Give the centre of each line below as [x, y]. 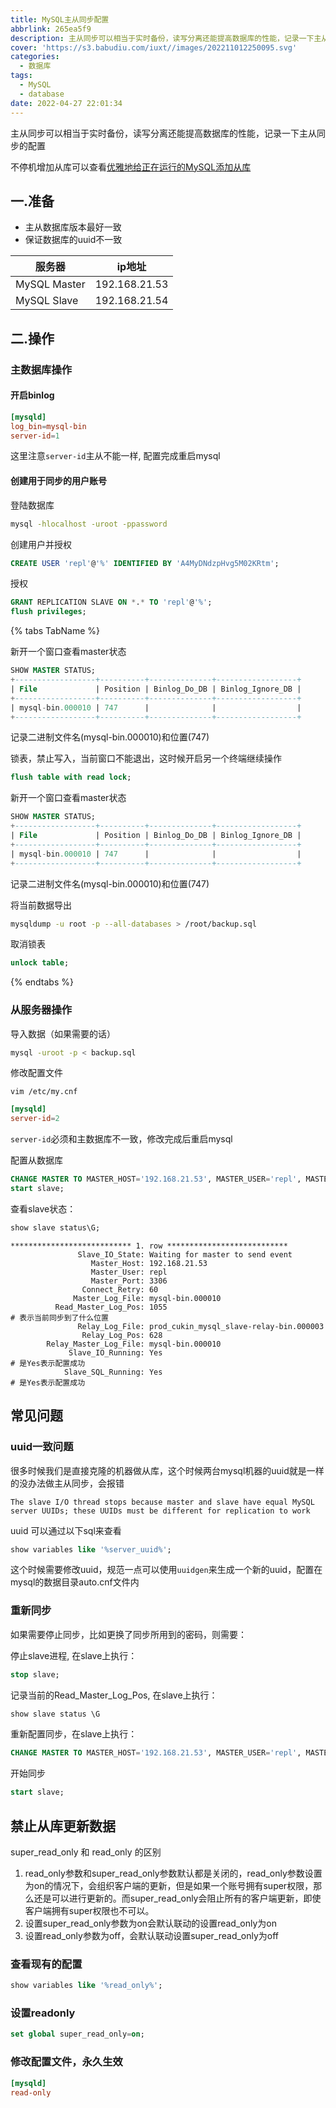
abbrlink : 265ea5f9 [51, 29]
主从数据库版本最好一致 [73, 227]
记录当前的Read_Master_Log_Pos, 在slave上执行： [114, 1695]
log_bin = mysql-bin [48, 426]
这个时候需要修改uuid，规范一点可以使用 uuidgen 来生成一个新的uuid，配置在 [166, 1570]
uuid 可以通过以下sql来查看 [66, 1530]
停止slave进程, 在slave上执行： [74, 1655]
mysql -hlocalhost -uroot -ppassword [89, 524]
